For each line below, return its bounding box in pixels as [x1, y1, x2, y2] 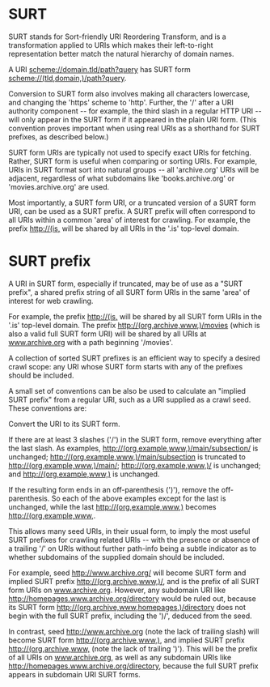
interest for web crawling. [8, 296, 94, 305]
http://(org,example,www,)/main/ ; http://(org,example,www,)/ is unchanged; [8, 460, 261, 470]
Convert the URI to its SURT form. [8, 419, 120, 429]
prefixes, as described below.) [8, 131, 109, 142]
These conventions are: [8, 403, 87, 413]
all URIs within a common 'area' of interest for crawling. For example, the [8, 215, 251, 224]
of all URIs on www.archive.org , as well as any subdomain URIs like [8, 652, 232, 662]
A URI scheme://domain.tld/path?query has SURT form [8, 64, 192, 74]
